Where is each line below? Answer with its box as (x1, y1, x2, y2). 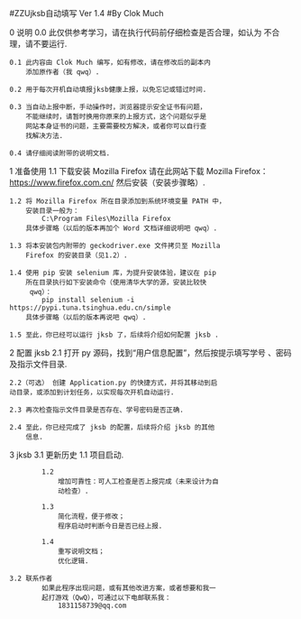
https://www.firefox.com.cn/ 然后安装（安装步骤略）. (9, 177, 205, 188)
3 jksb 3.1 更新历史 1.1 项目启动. (9, 449, 124, 460)
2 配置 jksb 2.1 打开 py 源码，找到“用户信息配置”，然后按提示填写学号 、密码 (9, 347, 292, 358)
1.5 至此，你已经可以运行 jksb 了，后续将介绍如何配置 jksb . (9, 330, 219, 339)
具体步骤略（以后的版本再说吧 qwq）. (25, 313, 147, 322)
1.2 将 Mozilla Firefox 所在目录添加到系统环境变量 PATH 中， (9, 197, 226, 206)
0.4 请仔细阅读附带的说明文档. (9, 149, 111, 158)
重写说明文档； (57, 547, 105, 556)
